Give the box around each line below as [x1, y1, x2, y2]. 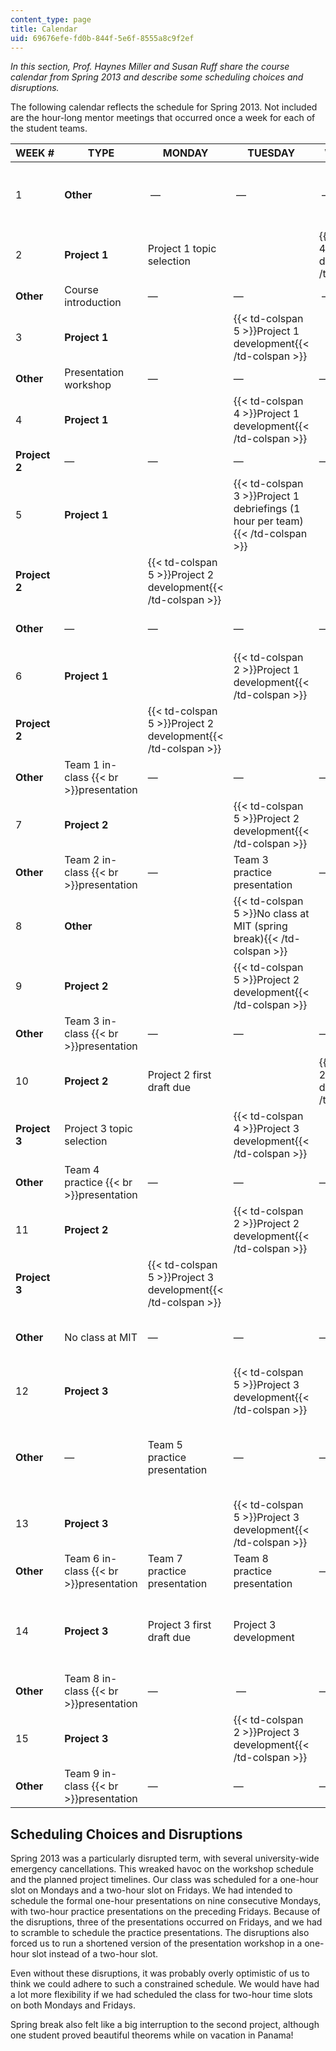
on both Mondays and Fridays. [10, 1999, 136, 2011]
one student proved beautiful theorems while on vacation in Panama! [10, 2029, 294, 2041]
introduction [64, 296, 122, 310]
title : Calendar [10, 24, 78, 34]
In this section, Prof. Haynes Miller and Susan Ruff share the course [10, 61, 290, 73]
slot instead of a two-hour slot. [31, 1948, 159, 1960]
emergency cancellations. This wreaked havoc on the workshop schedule [10, 1863, 314, 1875]
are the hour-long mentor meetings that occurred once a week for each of [10, 112, 316, 124]
